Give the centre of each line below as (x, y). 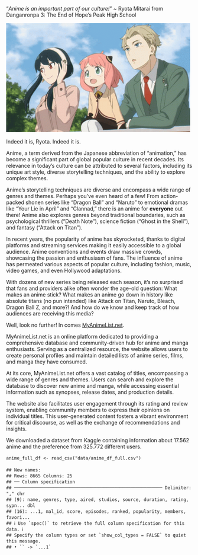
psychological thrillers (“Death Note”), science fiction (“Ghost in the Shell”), (98, 221)
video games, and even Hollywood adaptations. (64, 270)
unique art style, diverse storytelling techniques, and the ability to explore (95, 172)
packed (15, 202)
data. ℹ (15, 530)
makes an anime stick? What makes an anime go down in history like (90, 295)
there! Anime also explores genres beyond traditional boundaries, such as (96, 215)
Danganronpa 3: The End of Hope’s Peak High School (71, 15)
